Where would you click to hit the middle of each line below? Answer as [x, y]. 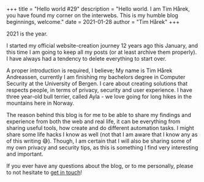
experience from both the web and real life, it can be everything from [93, 121]
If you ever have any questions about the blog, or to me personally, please [100, 166]
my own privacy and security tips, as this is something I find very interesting [102, 147]
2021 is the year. [27, 34]
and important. [25, 154]
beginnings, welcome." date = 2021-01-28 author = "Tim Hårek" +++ [93, 22]
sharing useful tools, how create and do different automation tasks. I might [100, 128]
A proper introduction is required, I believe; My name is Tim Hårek [89, 70]
